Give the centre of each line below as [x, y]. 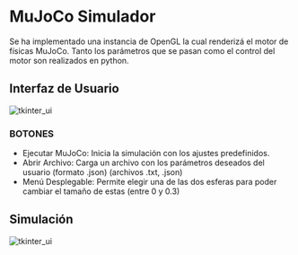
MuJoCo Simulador [83, 17]
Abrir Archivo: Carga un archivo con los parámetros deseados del [143, 163]
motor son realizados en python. [69, 60]
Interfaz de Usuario [64, 88]
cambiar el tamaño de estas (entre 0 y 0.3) [101, 191]
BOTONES [32, 134]
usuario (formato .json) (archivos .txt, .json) [102, 172]
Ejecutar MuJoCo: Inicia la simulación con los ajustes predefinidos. [146, 154]
